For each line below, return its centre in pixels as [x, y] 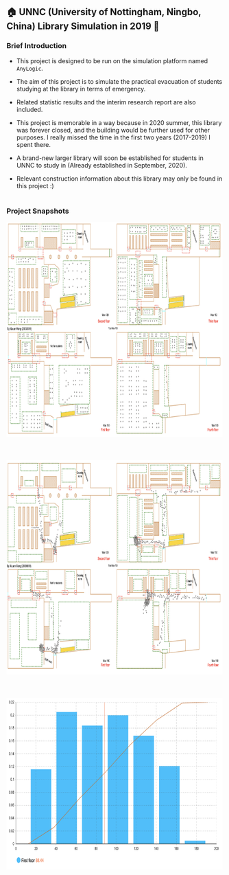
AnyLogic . [30, 68]
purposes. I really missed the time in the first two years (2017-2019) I [113, 137]
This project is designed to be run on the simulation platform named [112, 60]
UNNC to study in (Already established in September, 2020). [102, 165]
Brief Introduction [36, 46]
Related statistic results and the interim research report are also [106, 102]
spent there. [33, 144]
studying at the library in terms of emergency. [81, 89]
